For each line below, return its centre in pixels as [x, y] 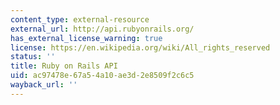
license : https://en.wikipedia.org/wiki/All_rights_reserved [140, 47]
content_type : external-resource [80, 19]
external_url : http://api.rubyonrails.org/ [102, 29]
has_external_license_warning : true [86, 38]
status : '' [33, 57]
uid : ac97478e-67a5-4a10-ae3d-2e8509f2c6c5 [102, 76]
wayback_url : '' [44, 85]
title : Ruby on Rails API [64, 66]
